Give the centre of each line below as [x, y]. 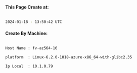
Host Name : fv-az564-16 [31, 48]
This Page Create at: [27, 7]
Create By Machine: [27, 33]
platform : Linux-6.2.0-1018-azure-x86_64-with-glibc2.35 [69, 57]
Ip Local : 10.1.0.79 [29, 66]
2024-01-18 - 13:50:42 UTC [34, 22]
